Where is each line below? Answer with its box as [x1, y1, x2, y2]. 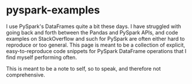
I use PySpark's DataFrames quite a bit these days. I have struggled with [6, 23, 181, 30]
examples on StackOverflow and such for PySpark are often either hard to [6, 35, 185, 42]
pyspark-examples [6, 3, 100, 17]
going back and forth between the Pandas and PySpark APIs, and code [6, 29, 178, 36]
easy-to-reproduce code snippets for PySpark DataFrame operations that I [6, 47, 187, 54]
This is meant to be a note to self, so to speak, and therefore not [6, 65, 161, 72]
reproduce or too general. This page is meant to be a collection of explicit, [6, 41, 186, 48]
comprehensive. [6, 71, 45, 78]
